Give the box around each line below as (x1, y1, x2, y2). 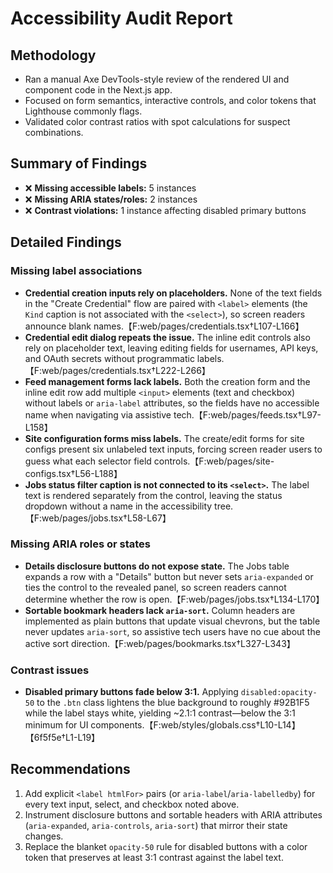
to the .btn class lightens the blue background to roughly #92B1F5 (36, 697, 310, 709)
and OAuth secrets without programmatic (24, 352, 195, 364)
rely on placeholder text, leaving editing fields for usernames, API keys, (24, 342, 319, 354)
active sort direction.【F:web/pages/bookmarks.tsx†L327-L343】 (24, 637, 296, 649)
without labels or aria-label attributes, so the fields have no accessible (24, 397, 320, 409)
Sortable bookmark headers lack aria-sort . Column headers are (24, 604, 296, 616)
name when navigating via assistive (24, 408, 172, 421)
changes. (24, 830, 64, 842)
